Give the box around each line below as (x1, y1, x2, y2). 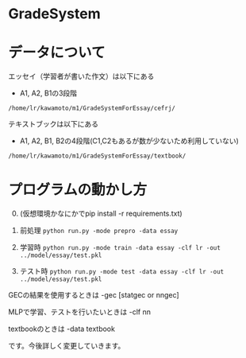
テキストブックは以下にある (8, 119, 99, 129)
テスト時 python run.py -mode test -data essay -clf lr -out (19, 267, 225, 276)
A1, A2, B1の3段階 (19, 88, 78, 98)
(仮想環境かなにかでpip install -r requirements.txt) (19, 208, 183, 219)
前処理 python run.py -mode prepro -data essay (19, 226, 179, 235)
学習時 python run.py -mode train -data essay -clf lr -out (19, 243, 221, 252)
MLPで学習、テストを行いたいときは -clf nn (8, 307, 151, 317)
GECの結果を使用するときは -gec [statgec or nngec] (8, 290, 180, 300)
